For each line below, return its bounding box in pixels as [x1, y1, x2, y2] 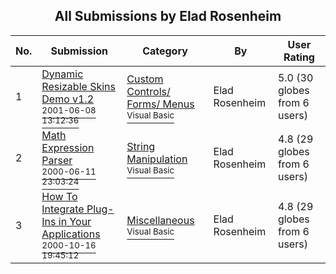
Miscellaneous [126, 213, 195, 227]
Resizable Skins [41, 79, 116, 93]
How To [41, 189, 78, 203]
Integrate [41, 202, 85, 216]
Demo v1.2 [41, 92, 95, 106]
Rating [283, 50, 315, 64]
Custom [126, 72, 164, 86]
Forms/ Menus [126, 97, 195, 111]
